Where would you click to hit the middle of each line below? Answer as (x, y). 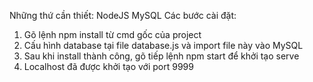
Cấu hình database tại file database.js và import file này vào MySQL (163, 45)
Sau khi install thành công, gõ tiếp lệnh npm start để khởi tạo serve (161, 56)
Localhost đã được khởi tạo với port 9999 (108, 66)
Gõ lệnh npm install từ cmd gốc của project (112, 34)
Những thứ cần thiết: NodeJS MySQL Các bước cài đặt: (123, 15)
